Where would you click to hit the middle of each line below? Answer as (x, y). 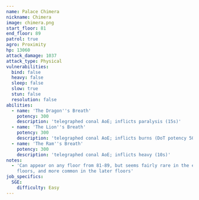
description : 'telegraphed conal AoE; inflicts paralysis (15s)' (99, 122)
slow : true (25, 89)
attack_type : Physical (34, 61)
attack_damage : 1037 (32, 56)
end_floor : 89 (24, 34)
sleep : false (28, 83)
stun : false (26, 94)
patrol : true (22, 39)
